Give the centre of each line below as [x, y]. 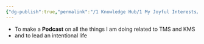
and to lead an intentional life [51, 35]
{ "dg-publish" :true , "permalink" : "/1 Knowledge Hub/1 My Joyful [88, 12]
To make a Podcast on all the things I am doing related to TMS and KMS [105, 29]
